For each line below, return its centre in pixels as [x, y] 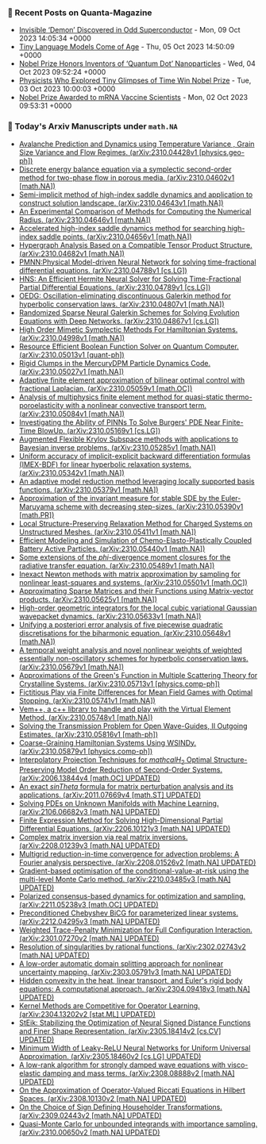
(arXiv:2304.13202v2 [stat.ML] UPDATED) [87, 1015]
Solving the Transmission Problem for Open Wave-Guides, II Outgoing [133, 726]
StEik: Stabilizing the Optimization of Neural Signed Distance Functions [135, 1023]
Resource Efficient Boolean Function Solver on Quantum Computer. [129, 346]
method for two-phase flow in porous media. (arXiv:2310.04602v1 [127, 177]
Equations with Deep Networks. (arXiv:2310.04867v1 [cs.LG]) [119, 321]
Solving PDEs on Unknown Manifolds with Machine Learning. [119, 803]
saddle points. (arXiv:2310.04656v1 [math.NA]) [115, 237]
